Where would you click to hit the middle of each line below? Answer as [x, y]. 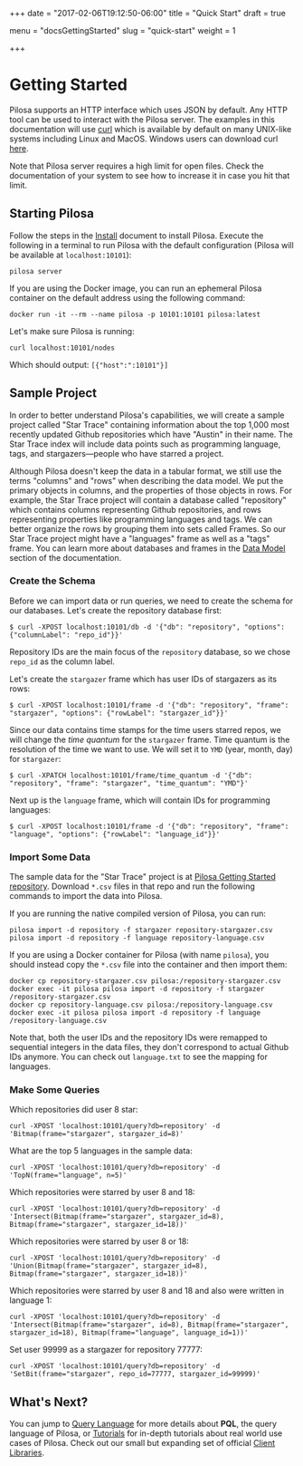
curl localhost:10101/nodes [62, 348]
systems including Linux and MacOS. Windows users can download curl [144, 139]
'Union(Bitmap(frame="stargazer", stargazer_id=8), [109, 1266]
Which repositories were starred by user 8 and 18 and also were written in [147, 1291]
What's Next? [49, 1402]
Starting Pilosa [52, 213]
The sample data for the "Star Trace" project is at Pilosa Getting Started [142, 877]
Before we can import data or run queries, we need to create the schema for [151, 601]
